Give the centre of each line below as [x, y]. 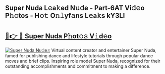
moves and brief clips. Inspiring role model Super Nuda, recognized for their [83, 61]
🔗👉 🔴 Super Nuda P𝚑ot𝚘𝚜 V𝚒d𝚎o [58, 36]
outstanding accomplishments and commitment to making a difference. [78, 66]
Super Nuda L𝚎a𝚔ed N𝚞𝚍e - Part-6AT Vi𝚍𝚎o [75, 8]
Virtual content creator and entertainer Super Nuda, [104, 50]
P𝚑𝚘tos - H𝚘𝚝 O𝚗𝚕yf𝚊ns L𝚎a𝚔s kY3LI [65, 16]
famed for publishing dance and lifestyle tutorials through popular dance [79, 56]
